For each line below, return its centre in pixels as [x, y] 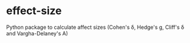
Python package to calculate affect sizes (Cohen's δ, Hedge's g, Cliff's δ [95, 27]
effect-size [34, 11]
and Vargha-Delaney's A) [37, 33]
